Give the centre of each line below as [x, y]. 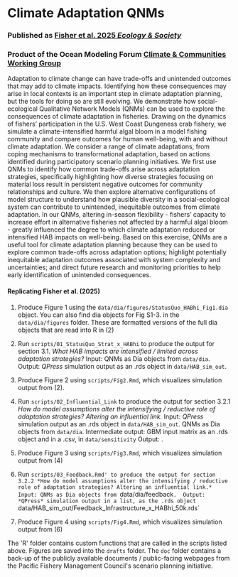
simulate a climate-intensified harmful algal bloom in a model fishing [107, 131]
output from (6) [40, 529]
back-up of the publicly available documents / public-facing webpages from [119, 558]
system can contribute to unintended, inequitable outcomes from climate [114, 207]
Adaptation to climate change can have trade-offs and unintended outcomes [119, 79]
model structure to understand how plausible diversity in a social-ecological [118, 200]
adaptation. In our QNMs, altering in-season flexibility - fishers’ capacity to [117, 215]
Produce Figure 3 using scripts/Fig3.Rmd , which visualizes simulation [120, 453]
